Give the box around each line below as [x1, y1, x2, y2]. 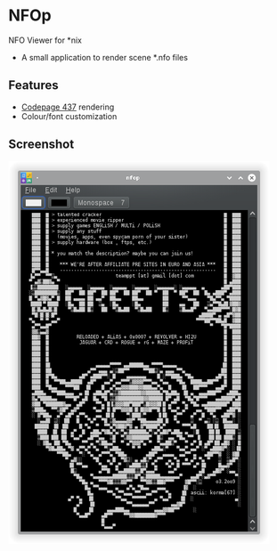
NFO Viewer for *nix [8, 35, 82, 45]
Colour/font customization [20, 110, 118, 121]
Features [8, 77, 59, 93]
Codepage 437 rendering [20, 101, 115, 112]
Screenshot [8, 137, 75, 152]
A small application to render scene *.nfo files [20, 52, 189, 62]
